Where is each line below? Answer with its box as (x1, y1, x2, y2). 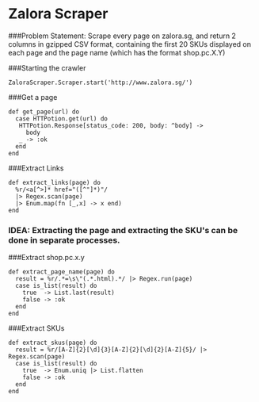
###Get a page (8, 92, 58, 101)
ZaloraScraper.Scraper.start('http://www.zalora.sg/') (8, 78, 193, 86)
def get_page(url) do (8, 108, 80, 116)
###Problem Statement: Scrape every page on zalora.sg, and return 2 (8, 31, 236, 40)
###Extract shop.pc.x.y (8, 253, 85, 262)
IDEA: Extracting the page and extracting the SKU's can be (8, 224, 238, 235)
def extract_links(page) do (8, 178, 101, 186)
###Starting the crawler (8, 63, 86, 72)
